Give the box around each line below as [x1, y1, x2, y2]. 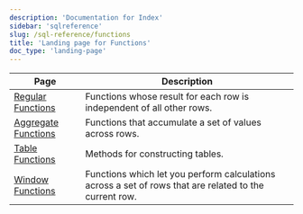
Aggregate [14, 116, 59, 129]
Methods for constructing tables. [85, 147, 224, 160]
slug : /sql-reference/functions [9, 30, 131, 39]
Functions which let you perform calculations [85, 168, 276, 181]
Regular [14, 91, 47, 103]
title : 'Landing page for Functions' [9, 38, 151, 48]
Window [14, 174, 50, 186]
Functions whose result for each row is [85, 91, 250, 103]
